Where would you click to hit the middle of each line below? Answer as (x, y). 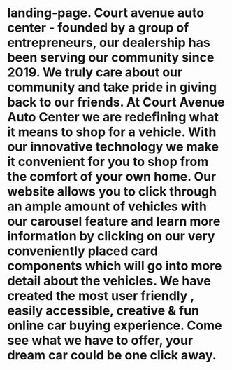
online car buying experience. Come (115, 326)
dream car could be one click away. (112, 356)
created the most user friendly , (101, 296)
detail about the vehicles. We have (109, 281)
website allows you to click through (112, 192)
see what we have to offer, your (100, 341)
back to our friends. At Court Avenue (116, 102)
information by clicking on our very (111, 237)
